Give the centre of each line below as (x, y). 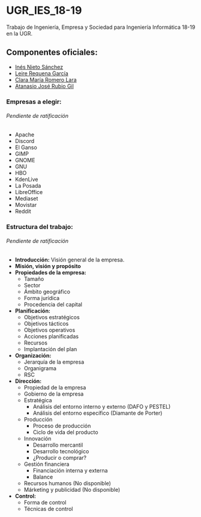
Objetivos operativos (49, 330)
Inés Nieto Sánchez (39, 67)
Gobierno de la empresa (54, 394)
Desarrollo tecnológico (61, 451)
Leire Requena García (42, 73)
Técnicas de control (48, 509)
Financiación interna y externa (70, 470)
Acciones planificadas (51, 336)
